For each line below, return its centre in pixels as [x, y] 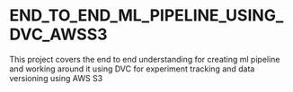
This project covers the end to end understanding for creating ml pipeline [145, 59]
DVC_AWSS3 [58, 34]
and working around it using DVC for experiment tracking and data [132, 69]
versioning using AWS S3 [56, 78]
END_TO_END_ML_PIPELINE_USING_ [146, 16]
